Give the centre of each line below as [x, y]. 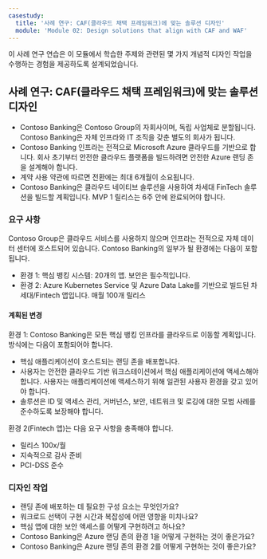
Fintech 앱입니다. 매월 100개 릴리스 [90, 295]
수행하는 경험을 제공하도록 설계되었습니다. [73, 64]
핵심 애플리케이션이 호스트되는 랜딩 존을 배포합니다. [100, 361]
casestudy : [26, 16]
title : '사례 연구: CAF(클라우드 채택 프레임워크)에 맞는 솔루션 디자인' [120, 23]
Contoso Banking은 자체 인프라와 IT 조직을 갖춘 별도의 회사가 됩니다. [128, 137]
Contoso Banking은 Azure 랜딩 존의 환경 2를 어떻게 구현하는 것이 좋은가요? [138, 546]
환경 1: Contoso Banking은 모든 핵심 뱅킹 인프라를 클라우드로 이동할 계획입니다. [132, 334]
